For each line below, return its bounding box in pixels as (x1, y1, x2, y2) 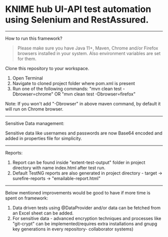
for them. (17, 55, 36, 61)
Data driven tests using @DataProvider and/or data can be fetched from (12, 204, 161, 210)
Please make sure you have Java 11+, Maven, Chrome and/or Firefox (17, 45, 158, 51)
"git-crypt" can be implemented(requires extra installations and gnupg (12, 220, 157, 226)
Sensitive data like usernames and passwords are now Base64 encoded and (5, 130, 162, 136)
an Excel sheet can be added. (12, 210, 74, 216)
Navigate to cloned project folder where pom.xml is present (12, 80, 135, 86)
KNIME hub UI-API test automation (5, 3, 151, 15)
